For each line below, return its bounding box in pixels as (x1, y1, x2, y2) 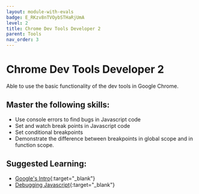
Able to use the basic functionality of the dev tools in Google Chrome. (6, 82, 179, 89)
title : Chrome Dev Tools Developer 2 (6, 25, 101, 32)
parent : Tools (6, 31, 42, 37)
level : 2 (6, 20, 28, 26)
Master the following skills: (6, 100, 110, 110)
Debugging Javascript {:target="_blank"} (14, 181, 115, 188)
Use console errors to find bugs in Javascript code (14, 115, 141, 123)
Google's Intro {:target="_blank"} (14, 175, 96, 182)
